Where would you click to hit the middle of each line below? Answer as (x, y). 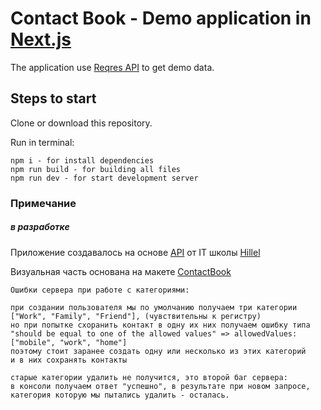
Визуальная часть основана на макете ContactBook (121, 271)
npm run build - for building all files (96, 169)
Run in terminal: (42, 142)
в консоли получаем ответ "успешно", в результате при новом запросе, (160, 386)
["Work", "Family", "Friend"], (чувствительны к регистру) (136, 316)
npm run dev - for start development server (104, 178)
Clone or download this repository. (81, 123)
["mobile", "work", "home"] (69, 342)
